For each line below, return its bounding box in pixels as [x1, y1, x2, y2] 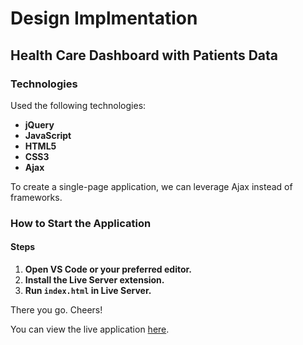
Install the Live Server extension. [24, 274, 165, 286]
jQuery [24, 118, 55, 131]
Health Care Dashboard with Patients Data [10, 47, 279, 64]
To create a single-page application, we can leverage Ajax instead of [10, 180, 293, 192]
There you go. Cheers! [10, 304, 103, 316]
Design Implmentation [10, 7, 198, 30]
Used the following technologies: [10, 99, 147, 111]
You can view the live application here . [10, 323, 170, 335]
